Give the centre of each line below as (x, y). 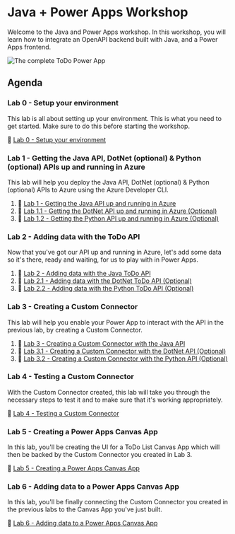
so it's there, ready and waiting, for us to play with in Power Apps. (103, 260)
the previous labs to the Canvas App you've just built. (85, 509)
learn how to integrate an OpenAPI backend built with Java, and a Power (113, 39)
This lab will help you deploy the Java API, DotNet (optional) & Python (108, 182)
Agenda (25, 83)
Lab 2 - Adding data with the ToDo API (74, 236)
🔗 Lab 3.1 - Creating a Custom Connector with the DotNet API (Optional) (122, 351)
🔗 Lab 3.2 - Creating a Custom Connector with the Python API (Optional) (122, 359)
